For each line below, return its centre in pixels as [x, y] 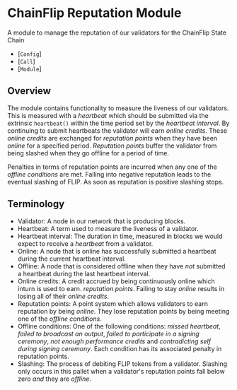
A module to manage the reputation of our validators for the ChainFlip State [117, 32]
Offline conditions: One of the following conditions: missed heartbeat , [119, 326]
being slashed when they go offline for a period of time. [88, 153]
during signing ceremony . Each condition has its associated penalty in [120, 348]
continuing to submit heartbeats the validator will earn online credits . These [117, 130]
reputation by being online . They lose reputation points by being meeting [123, 311]
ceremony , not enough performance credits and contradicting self [114, 341]
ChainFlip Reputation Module [94, 13]
